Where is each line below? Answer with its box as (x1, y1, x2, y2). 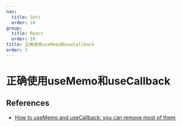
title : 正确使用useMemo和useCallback (6, 42, 95, 48)
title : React (11, 31, 44, 37)
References (6, 98, 50, 108)
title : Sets (11, 14, 41, 20)
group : (6, 25, 22, 31)
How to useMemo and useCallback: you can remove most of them (14, 113, 176, 121)
